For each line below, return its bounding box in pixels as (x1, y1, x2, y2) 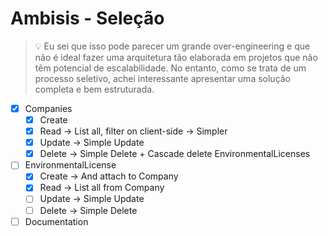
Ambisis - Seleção (10, 7, 165, 30)
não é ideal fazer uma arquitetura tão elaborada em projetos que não (34, 51, 318, 63)
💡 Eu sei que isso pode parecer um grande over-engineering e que (34, 40, 311, 52)
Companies (24, 102, 73, 114)
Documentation (24, 215, 89, 227)
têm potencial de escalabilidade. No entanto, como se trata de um (34, 62, 307, 74)
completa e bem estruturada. (34, 83, 155, 95)
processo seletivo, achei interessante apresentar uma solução (34, 72, 292, 84)
